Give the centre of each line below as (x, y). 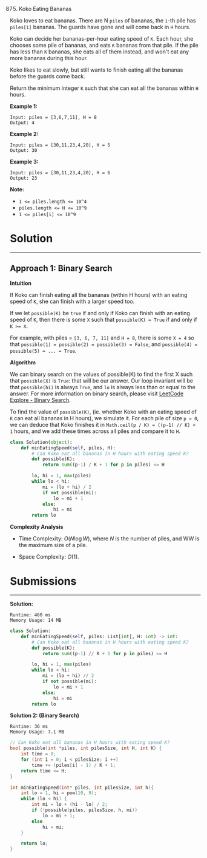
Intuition (21, 283)
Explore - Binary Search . (41, 400)
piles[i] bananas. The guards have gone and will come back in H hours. (100, 27)
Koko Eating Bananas (45, 9)
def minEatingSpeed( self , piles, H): (68, 448)
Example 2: (24, 134)
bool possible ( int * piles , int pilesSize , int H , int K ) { (86, 748)
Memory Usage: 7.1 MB (37, 732)
